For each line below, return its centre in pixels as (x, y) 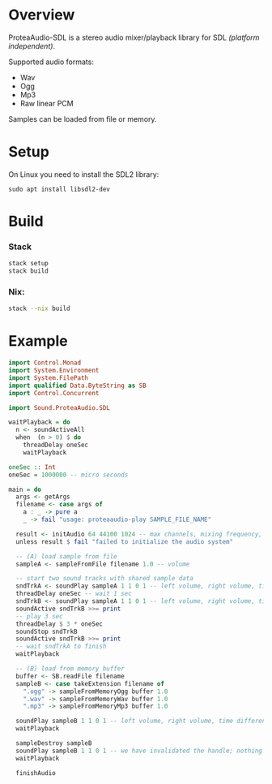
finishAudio (36, 773)
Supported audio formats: (51, 62)
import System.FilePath (49, 378)
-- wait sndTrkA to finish (61, 647)
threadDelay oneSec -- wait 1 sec (74, 594)
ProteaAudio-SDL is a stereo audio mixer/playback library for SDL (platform (134, 37)
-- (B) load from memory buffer (70, 669)
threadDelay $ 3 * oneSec (59, 624)
